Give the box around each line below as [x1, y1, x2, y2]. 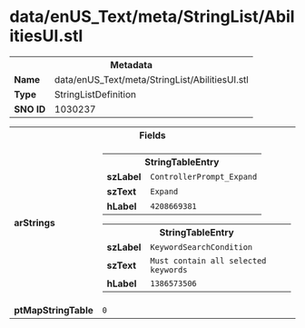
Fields [139, 129, 166, 142]
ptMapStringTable [14, 303, 93, 316]
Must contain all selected [149, 255, 267, 265]
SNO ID [14, 103, 46, 115]
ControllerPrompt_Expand [149, 171, 258, 182]
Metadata [110, 58, 152, 71]
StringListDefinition [54, 88, 136, 101]
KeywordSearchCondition [149, 242, 253, 252]
